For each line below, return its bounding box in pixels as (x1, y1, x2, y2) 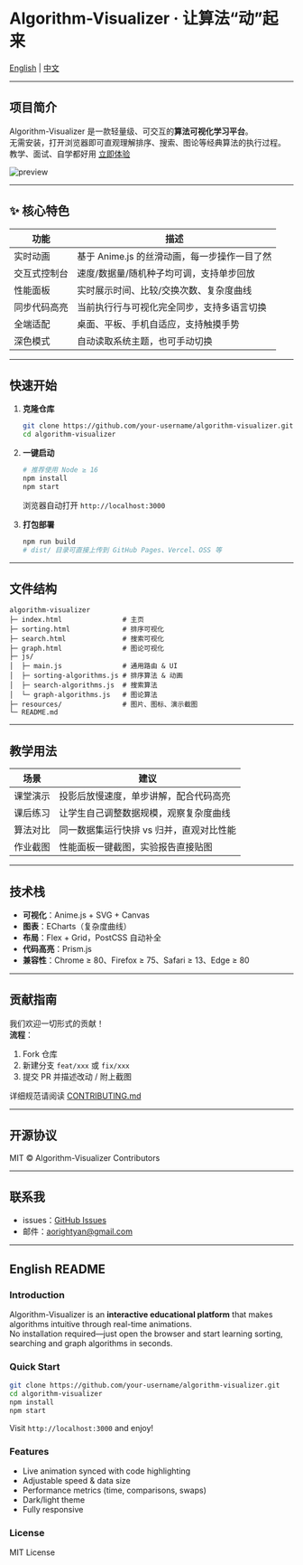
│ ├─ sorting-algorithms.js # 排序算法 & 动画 (9, 671, 183, 681)
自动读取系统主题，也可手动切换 (77, 335, 214, 347)
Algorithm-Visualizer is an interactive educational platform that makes (9, 1309, 273, 1320)
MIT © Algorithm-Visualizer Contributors (9, 1152, 161, 1163)
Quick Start (9, 1360, 60, 1372)
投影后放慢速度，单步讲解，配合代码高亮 (59, 790, 232, 803)
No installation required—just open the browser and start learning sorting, (9, 1328, 283, 1339)
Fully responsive (22, 1504, 84, 1515)
